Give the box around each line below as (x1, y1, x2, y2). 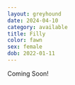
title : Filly (7, 30, 46, 38)
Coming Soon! (7, 69, 50, 78)
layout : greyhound (7, 10, 62, 18)
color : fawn (7, 37, 42, 44)
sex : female (7, 43, 42, 50)
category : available (7, 23, 69, 30)
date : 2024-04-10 (7, 17, 59, 24)
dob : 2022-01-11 (7, 50, 55, 57)
